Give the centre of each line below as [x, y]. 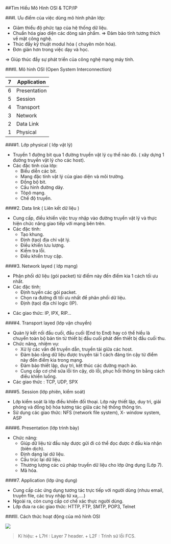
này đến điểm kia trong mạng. [52, 360]
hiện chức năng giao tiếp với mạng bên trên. [59, 223]
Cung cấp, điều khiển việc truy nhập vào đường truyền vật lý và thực [85, 218]
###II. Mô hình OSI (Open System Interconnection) [58, 69]
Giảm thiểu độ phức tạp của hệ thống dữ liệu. [60, 28]
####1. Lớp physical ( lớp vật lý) [39, 145]
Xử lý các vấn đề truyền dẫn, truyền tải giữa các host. [77, 349]
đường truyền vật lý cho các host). [49, 160]
